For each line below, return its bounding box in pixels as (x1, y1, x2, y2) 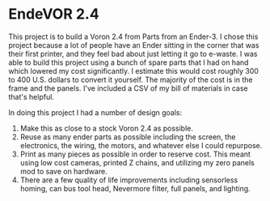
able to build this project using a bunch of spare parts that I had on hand (8, 58, 249, 67)
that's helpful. (8, 92, 55, 101)
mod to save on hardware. (19, 166, 108, 176)
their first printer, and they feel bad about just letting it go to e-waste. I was (8, 49, 258, 58)
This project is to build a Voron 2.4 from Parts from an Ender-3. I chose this (8, 32, 259, 41)
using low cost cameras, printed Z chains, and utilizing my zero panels (19, 157, 255, 167)
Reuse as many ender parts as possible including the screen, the (19, 131, 236, 142)
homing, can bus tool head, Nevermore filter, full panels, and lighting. (19, 183, 251, 193)
